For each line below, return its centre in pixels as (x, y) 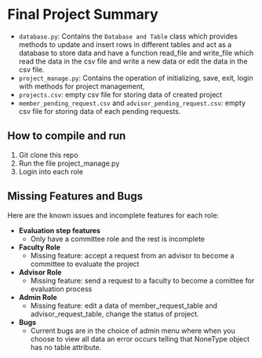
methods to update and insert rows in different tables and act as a (125, 44)
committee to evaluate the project (85, 264)
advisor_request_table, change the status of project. (115, 314)
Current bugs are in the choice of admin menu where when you (133, 331)
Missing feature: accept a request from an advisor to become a (132, 255)
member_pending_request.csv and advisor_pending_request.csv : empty (132, 103)
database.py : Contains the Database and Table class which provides (128, 36)
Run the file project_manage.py (69, 163)
